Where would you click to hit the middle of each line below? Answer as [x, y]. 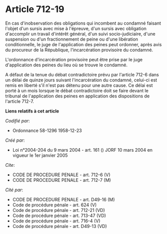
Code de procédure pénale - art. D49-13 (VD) [60, 226]
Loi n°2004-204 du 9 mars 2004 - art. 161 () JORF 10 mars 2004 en [82, 150]
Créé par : [15, 140]
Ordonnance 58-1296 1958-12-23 [47, 130]
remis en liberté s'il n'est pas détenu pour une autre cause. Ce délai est [79, 85]
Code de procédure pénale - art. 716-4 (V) [56, 221]
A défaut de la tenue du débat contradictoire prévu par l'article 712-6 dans [82, 74]
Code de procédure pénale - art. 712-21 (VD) [59, 210]
